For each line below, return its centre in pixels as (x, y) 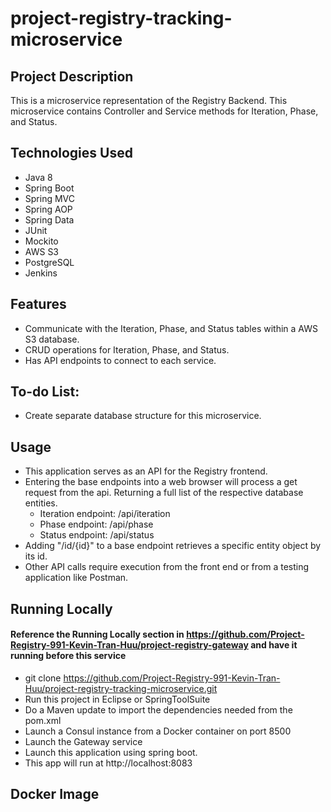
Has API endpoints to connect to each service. (120, 360)
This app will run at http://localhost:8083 (108, 763)
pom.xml (43, 720)
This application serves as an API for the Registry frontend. (146, 471)
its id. (36, 556)
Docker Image (55, 794)
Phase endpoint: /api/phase (96, 524)
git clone (43, 678)
